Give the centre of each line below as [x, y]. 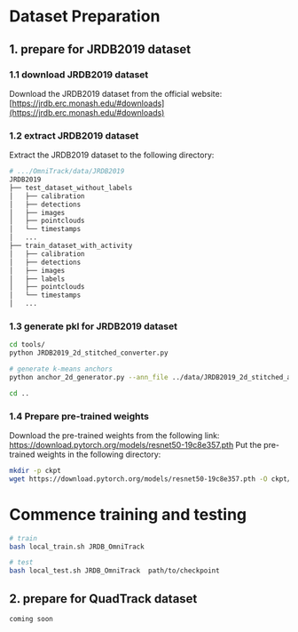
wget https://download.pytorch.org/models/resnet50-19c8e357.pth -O [138, 479]
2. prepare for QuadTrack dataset [103, 599]
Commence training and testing [128, 514]
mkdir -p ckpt [35, 471]
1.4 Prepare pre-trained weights [79, 416]
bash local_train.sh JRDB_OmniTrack [77, 547]
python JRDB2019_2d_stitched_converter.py [89, 353]
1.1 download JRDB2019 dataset [79, 75]
